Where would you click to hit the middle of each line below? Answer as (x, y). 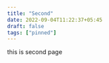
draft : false (26, 26)
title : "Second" (30, 13)
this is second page (35, 52)
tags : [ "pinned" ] (32, 33)
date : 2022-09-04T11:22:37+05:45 (55, 20)
